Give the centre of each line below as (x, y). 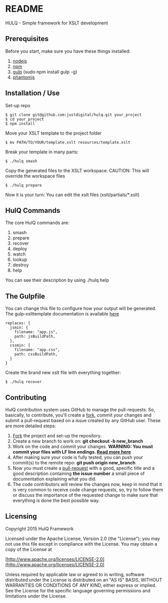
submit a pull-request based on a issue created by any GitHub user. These (83, 420)
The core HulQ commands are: (37, 223)
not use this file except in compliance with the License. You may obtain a (81, 544)
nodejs (20, 61)
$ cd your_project (25, 119)
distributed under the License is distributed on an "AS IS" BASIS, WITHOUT (84, 580)
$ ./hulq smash (21, 161)
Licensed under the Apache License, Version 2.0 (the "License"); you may (83, 538)
